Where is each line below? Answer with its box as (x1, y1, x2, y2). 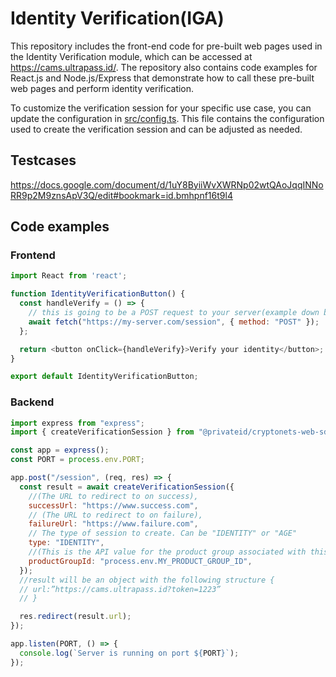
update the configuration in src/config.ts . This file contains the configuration (10, 112, 325, 124)
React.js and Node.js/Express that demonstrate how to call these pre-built (10, 72, 315, 84)
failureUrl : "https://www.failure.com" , (28, 519, 199, 529)
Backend (10, 395, 55, 409)
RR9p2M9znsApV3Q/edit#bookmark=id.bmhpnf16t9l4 (10, 189, 233, 201)
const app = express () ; (10, 445, 110, 456)
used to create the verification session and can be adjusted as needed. (10, 123, 303, 135)
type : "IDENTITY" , (28, 538, 105, 548)
